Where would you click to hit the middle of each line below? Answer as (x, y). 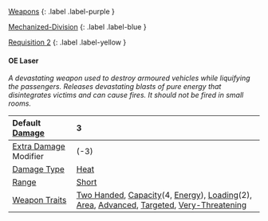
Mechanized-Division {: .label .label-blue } (77, 27)
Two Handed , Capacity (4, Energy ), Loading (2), (164, 196)
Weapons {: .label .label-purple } (62, 12)
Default (27, 123)
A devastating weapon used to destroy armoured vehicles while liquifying (129, 78)
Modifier (28, 157)
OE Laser (24, 60)
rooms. (20, 103)
